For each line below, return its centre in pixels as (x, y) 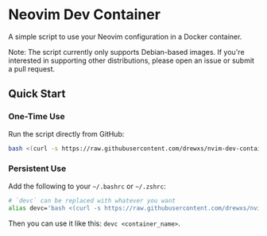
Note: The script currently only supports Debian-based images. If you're (126, 52)
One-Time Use (37, 117)
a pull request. (32, 68)
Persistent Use (37, 168)
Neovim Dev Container (85, 15)
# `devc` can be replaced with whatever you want (92, 200)
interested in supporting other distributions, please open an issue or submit (131, 60)
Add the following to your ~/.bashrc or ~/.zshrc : (87, 186)
